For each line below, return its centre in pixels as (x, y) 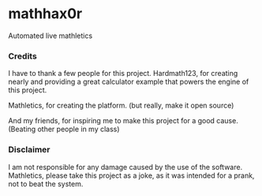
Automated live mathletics (51, 36)
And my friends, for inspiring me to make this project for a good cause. (123, 121)
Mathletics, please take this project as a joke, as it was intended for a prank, (131, 175)
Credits (22, 56)
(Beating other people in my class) (64, 129)
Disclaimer (29, 149)
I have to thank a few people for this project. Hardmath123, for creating (123, 73)
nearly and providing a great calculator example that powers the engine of (129, 82)
